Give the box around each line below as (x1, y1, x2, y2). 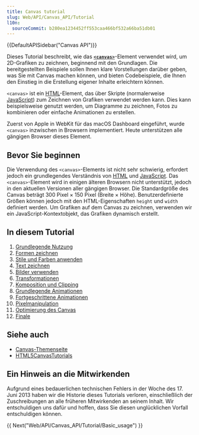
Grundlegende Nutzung (15, 243, 73, 250)
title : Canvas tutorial (7, 8, 66, 15)
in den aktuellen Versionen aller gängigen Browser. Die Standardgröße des (7, 185, 189, 192)
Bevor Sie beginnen (7, 150, 81, 160)
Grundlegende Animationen (15, 287, 83, 294)
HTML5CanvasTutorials (15, 352, 73, 359)
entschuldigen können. (7, 410, 63, 417)
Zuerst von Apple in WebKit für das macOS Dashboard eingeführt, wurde (7, 120, 185, 128)
